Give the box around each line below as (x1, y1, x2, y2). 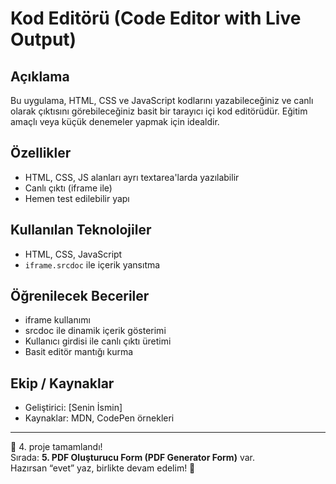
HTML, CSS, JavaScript (24, 248, 123, 260)
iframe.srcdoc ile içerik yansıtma (24, 258, 161, 271)
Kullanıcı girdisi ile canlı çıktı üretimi (24, 335, 172, 347)
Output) (10, 28, 77, 51)
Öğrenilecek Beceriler (10, 288, 150, 305)
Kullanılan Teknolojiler (10, 222, 152, 239)
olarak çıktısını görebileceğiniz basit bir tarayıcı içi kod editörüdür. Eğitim (10, 105, 308, 117)
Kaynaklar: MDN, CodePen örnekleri (24, 412, 175, 424)
